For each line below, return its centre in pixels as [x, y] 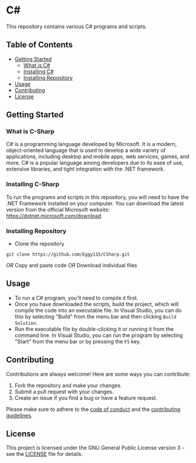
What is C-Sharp [30, 131]
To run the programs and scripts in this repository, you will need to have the [97, 197]
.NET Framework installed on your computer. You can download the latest [95, 203]
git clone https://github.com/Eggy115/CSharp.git [68, 255]
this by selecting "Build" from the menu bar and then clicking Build [95, 316]
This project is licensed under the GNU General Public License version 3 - [95, 448]
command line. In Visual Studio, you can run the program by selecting [99, 335]
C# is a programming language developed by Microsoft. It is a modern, [92, 144]
